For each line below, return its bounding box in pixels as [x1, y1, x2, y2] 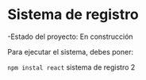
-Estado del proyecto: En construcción [7, 32, 133, 41]
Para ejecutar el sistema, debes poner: [7, 47, 134, 56]
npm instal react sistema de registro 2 [7, 62, 136, 72]
